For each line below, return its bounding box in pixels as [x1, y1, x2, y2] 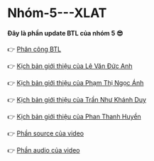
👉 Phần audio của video [7, 146, 80, 155]
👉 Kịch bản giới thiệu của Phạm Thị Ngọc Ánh [7, 79, 144, 87]
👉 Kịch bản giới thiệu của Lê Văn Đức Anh [7, 62, 133, 70]
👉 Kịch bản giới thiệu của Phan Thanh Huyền [7, 112, 142, 121]
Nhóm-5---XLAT [7, 5, 107, 21]
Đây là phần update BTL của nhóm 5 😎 [7, 28, 123, 37]
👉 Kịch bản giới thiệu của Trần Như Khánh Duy [7, 96, 147, 104]
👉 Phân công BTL [7, 45, 62, 54]
